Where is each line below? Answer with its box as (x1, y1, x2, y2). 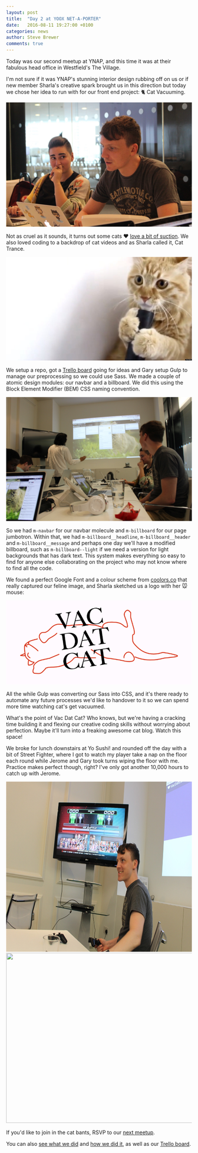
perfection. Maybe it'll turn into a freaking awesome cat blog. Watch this (6, 726, 181, 734)
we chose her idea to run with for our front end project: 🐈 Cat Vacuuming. (6, 89, 186, 95)
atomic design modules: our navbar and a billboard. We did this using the (6, 379, 184, 386)
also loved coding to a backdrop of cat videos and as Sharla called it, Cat (6, 238, 184, 246)
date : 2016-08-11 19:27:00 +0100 (6, 22, 94, 28)
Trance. (6, 245, 25, 252)
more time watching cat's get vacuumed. (6, 703, 105, 710)
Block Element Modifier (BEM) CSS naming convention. (6, 385, 140, 392)
